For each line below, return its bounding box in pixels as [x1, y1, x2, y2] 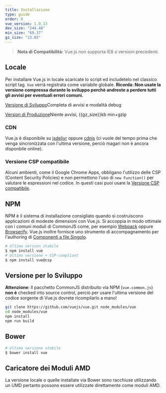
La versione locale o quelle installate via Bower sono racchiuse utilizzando [5, 377, 157, 383]
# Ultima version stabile [5, 244, 58, 249]
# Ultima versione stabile [5, 345, 61, 351]
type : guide [5, 12, 30, 17]
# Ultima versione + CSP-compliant [5, 253, 79, 258]
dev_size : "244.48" [5, 26, 46, 31]
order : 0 [5, 16, 23, 21]
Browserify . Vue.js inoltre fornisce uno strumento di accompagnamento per [5, 229, 159, 235]
